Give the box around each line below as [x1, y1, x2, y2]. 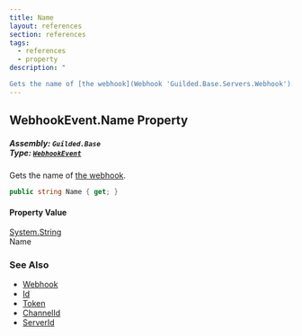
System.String [9, 226, 62, 238]
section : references [9, 30, 87, 39]
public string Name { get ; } [9, 188, 119, 197]
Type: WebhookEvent [9, 147, 82, 158]
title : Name [9, 13, 54, 22]
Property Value [9, 207, 67, 217]
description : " [9, 64, 67, 73]
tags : [9, 38, 30, 48]
